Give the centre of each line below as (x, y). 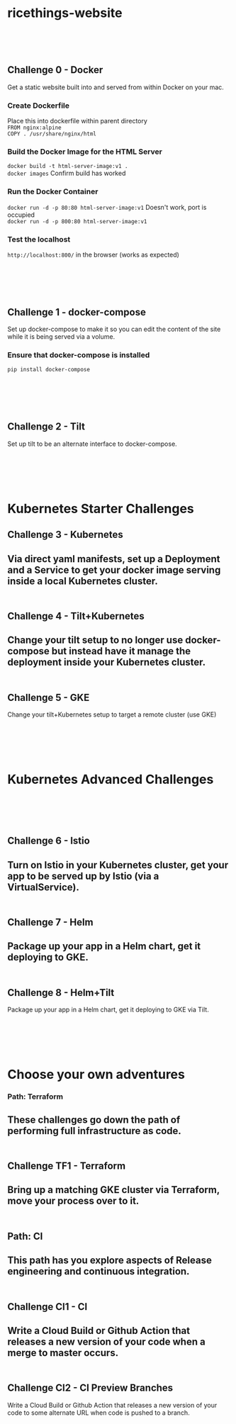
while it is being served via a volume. (61, 337)
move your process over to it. (73, 1201)
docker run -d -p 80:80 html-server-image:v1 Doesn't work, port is (107, 207)
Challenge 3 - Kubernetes (66, 535)
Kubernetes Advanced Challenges (111, 779)
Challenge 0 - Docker (55, 70)
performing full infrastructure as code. (95, 1131)
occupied (21, 215)
